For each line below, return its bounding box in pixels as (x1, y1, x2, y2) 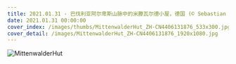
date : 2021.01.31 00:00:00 (7, 17, 86, 24)
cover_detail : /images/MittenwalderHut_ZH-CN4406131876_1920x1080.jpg (7, 30, 218, 37)
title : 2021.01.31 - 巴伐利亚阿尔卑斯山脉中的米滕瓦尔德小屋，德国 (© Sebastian (7, 10, 226, 18)
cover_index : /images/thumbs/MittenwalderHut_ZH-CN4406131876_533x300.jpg (7, 23, 231, 30)
